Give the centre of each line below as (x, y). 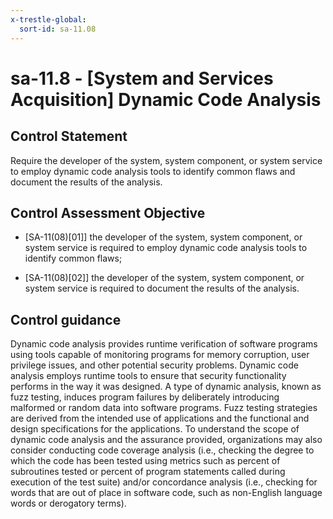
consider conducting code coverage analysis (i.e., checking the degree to (162, 450)
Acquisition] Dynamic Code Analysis (166, 99)
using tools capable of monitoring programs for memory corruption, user (160, 355)
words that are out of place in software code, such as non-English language (166, 493)
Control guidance (66, 319)
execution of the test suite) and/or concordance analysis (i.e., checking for (164, 482)
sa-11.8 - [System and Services (142, 78)
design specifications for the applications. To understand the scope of (155, 429)
